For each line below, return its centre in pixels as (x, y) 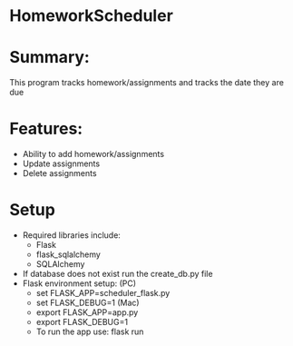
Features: (46, 129)
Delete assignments (59, 173)
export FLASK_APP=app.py (87, 312)
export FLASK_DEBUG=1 (82, 322)
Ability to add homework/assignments (93, 154)
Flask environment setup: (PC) (79, 283)
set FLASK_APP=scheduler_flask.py (103, 293)
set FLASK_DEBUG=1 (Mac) (88, 302)
